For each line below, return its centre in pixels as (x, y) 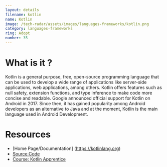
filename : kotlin (23, 15)
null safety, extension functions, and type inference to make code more (79, 93)
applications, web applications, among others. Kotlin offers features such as (83, 87)
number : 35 (17, 38)
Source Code (26, 153)
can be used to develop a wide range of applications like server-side (76, 82)
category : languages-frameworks (39, 29)
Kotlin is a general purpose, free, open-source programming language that (82, 76)
